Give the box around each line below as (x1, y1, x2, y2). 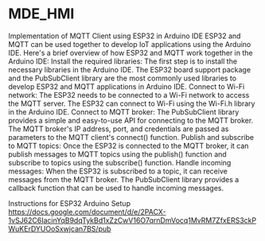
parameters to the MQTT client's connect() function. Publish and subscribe (8, 132, 255, 142)
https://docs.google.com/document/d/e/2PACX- (8, 207, 166, 216)
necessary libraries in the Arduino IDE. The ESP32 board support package (8, 64, 251, 74)
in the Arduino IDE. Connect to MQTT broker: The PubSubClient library (8, 107, 240, 116)
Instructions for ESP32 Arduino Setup (8, 198, 131, 208)
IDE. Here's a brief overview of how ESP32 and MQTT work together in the (8, 48, 253, 57)
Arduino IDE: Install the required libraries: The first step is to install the (8, 56, 237, 66)
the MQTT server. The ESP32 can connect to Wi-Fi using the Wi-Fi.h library (8, 99, 255, 108)
